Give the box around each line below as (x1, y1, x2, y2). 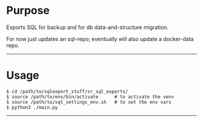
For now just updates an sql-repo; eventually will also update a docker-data (6, 35, 195, 42)
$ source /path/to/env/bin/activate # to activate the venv (6, 94, 174, 100)
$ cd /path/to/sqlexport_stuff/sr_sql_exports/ (6, 88, 129, 94)
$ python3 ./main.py (6, 104, 59, 111)
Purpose (6, 4, 50, 18)
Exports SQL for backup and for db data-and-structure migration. (6, 24, 169, 31)
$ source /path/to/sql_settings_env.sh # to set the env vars (6, 99, 172, 105)
